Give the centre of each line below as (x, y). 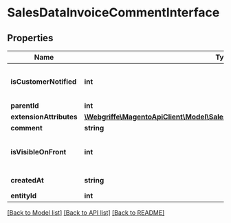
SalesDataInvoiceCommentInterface (113, 13)
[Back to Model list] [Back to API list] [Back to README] (86, 213)
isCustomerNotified (44, 82)
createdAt (27, 180)
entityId (24, 196)
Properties (30, 38)
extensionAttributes (44, 117)
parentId (25, 106)
